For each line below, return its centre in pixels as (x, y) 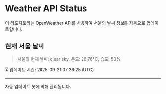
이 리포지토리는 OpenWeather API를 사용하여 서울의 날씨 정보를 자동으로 (75, 23)
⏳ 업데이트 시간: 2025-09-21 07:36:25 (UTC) (50, 69)
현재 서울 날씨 (25, 46)
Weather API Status (46, 9)
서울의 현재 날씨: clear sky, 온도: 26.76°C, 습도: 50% (69, 59)
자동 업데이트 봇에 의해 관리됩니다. (38, 86)
